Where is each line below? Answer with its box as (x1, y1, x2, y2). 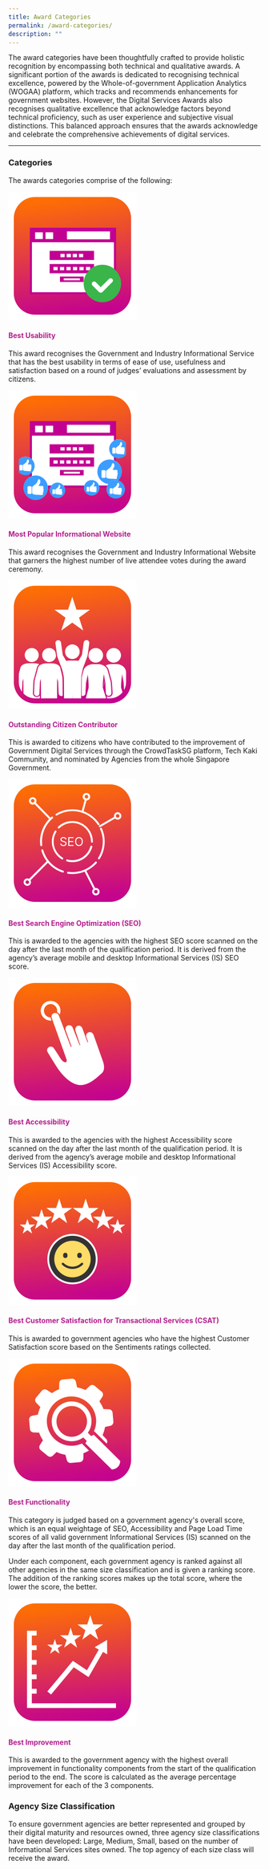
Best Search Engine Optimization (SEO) (8, 918, 142, 928)
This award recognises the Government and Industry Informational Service (8, 348, 255, 358)
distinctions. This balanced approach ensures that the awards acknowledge (8, 121, 259, 131)
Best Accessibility (8, 1117, 70, 1127)
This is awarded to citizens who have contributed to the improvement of (8, 737, 246, 747)
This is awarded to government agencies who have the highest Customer (8, 1333, 250, 1343)
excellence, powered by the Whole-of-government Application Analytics (8, 79, 247, 88)
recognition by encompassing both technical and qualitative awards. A (8, 61, 240, 71)
